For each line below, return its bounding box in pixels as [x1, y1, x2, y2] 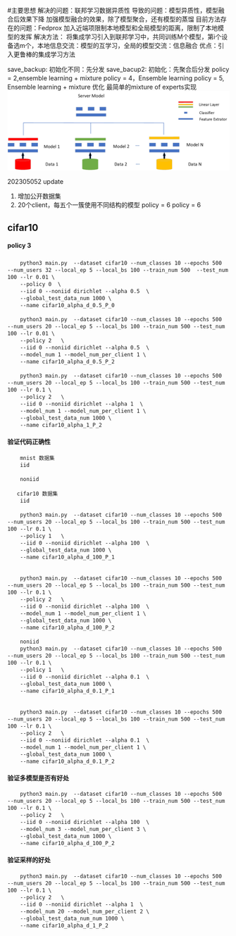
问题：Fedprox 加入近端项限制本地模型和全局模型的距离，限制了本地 [19, 24, 218, 32]
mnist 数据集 [20, 455, 55, 462]
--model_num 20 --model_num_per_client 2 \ [20, 908, 150, 915]
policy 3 [7, 242, 32, 250]
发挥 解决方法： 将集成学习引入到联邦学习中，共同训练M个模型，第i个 [19, 32, 222, 41]
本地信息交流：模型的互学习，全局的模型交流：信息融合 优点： [37, 42, 218, 49]
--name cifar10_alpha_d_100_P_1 [20, 554, 115, 561]
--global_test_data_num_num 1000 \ [20, 915, 125, 922]
